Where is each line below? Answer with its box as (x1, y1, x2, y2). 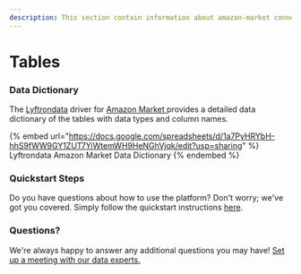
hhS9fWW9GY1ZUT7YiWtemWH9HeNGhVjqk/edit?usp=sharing (9, 141, 243, 151)
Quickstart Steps (9, 172, 85, 184)
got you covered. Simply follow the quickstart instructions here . (9, 202, 244, 213)
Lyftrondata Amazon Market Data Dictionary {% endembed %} (9, 150, 240, 161)
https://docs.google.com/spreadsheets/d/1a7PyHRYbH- (68, 131, 275, 141)
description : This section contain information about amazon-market (9, 13, 271, 22)
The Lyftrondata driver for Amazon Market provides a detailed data (9, 104, 256, 115)
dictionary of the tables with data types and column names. (9, 114, 228, 124)
